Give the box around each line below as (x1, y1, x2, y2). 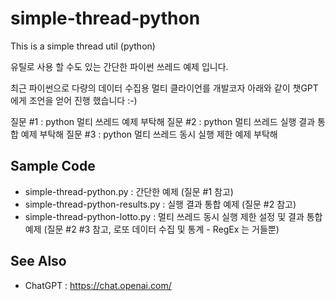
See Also (10, 253, 67, 270)
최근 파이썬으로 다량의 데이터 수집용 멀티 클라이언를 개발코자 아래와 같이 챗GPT (10, 82, 319, 94)
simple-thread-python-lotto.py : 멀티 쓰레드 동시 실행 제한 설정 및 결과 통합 (24, 210, 323, 222)
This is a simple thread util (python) (10, 40, 156, 52)
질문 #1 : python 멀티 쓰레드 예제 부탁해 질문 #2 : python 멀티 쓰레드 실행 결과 (10, 115, 316, 127)
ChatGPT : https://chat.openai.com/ (24, 279, 172, 291)
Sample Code (10, 158, 96, 175)
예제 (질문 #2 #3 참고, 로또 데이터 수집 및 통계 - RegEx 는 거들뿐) (24, 223, 280, 235)
